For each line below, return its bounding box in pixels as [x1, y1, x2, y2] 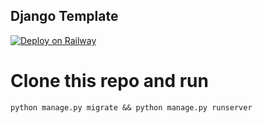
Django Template [10, 8, 119, 25]
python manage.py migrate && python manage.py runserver [10, 102, 253, 113]
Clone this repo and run [10, 70, 209, 92]
